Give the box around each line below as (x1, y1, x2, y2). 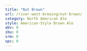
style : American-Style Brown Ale (5, 20, 74, 26)
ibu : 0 (5, 30, 19, 34)
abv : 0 (5, 25, 19, 30)
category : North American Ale (5, 16, 67, 21)
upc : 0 (5, 39, 19, 44)
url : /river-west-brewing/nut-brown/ (5, 12, 83, 17)
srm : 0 (5, 34, 19, 39)
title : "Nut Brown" (5, 7, 45, 12)
